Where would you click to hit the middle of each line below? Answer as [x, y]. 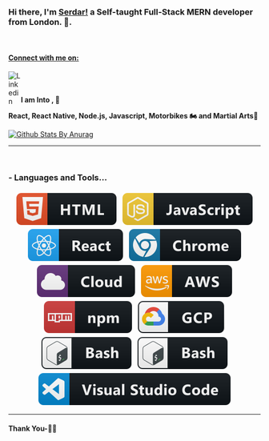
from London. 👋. [40, 22]
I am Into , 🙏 [40, 99]
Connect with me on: [44, 58]
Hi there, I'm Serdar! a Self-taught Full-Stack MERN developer [131, 12]
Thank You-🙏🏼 [33, 429]
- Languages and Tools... [58, 178]
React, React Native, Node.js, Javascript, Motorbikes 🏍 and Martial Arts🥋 [133, 115]
